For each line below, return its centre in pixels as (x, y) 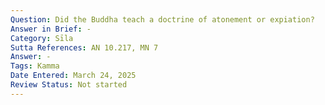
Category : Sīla (42, 38)
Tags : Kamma (35, 66)
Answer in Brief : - (51, 29)
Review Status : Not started (69, 85)
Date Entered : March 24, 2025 (73, 76)
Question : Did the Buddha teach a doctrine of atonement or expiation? (162, 19)
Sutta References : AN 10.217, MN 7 (84, 47)
